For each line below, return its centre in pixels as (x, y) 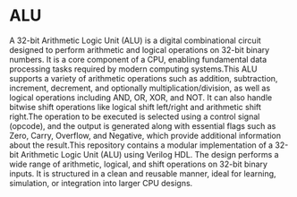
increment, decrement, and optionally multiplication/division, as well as (140, 88)
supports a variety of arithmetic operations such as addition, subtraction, (144, 78)
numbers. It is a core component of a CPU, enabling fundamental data (138, 59)
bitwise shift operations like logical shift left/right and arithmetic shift (136, 107)
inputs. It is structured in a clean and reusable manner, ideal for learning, (143, 173)
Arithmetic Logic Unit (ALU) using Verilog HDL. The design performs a (150, 154)
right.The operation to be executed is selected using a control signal (135, 116)
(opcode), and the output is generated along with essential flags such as (143, 125)
